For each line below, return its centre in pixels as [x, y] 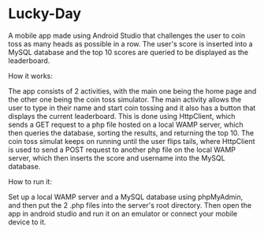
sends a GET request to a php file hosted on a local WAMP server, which [126, 124]
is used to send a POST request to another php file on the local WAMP [122, 150]
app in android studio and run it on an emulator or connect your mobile [123, 213]
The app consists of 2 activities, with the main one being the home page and [132, 91]
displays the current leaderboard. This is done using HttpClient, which [122, 116]
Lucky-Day [45, 14]
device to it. [27, 222]
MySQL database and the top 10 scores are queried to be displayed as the [128, 52]
